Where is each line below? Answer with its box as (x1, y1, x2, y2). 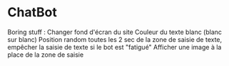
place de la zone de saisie (7, 50, 84, 59)
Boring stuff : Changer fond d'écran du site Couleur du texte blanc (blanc (7, 28, 223, 36)
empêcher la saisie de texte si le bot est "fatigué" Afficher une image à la (7, 43, 222, 51)
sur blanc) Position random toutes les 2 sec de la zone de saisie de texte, (7, 35, 223, 43)
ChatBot (7, 4, 57, 21)
